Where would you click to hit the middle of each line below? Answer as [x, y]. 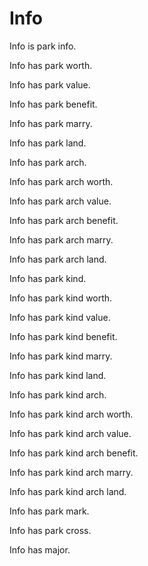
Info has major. [40, 549]
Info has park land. [48, 143]
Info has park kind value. [60, 317]
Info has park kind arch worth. [71, 414]
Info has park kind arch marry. [71, 472]
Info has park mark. [49, 511]
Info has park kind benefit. [63, 336]
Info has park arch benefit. [64, 220]
